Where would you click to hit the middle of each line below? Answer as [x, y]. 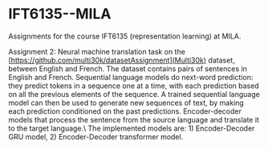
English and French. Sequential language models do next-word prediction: [131, 77]
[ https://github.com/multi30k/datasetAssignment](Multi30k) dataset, [122, 60]
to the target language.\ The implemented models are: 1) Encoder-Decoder [132, 128]
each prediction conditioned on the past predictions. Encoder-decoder [125, 111]
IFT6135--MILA [60, 14]
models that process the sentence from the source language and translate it [134, 119]
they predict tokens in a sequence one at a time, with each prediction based [134, 86]
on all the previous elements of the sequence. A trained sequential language [134, 94]
